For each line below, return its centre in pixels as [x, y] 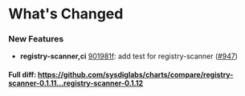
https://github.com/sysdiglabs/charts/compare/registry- [135, 75]
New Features [36, 39]
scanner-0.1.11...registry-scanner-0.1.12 [76, 83]
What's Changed [66, 14]
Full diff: [22, 75]
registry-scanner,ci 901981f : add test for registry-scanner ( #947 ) [129, 56]
